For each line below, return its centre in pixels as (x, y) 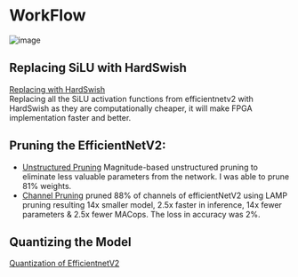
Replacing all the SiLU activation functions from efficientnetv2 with (131, 99)
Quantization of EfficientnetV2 (64, 264)
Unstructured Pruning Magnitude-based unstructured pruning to (140, 167)
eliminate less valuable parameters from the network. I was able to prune (156, 176)
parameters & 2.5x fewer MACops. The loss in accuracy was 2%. (141, 214)
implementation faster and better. (70, 117)
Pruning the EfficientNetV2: (88, 146)
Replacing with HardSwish (57, 89)
